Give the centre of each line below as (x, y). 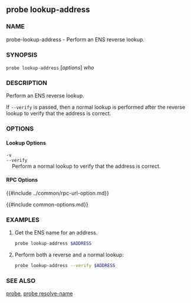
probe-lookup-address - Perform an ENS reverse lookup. (75, 39)
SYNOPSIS (22, 54)
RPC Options (22, 180)
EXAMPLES (23, 220)
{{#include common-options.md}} (47, 204)
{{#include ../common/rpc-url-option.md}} (58, 193)
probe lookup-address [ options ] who (50, 67)
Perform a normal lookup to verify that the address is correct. (86, 166)
